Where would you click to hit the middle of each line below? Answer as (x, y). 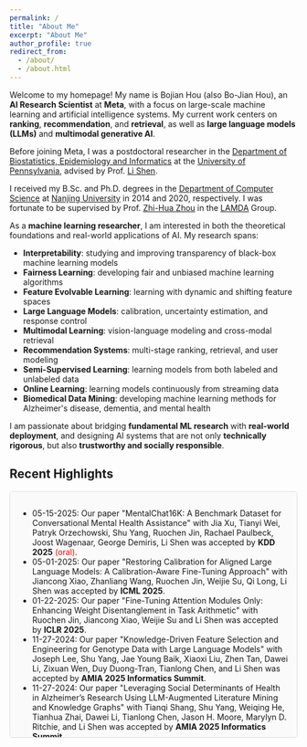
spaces (37, 301)
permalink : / (34, 18)
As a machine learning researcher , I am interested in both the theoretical (148, 226)
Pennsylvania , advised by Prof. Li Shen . (84, 171)
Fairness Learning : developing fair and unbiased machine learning (148, 272)
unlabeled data (51, 379)
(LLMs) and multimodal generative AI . (82, 133)
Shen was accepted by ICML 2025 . (99, 591)
